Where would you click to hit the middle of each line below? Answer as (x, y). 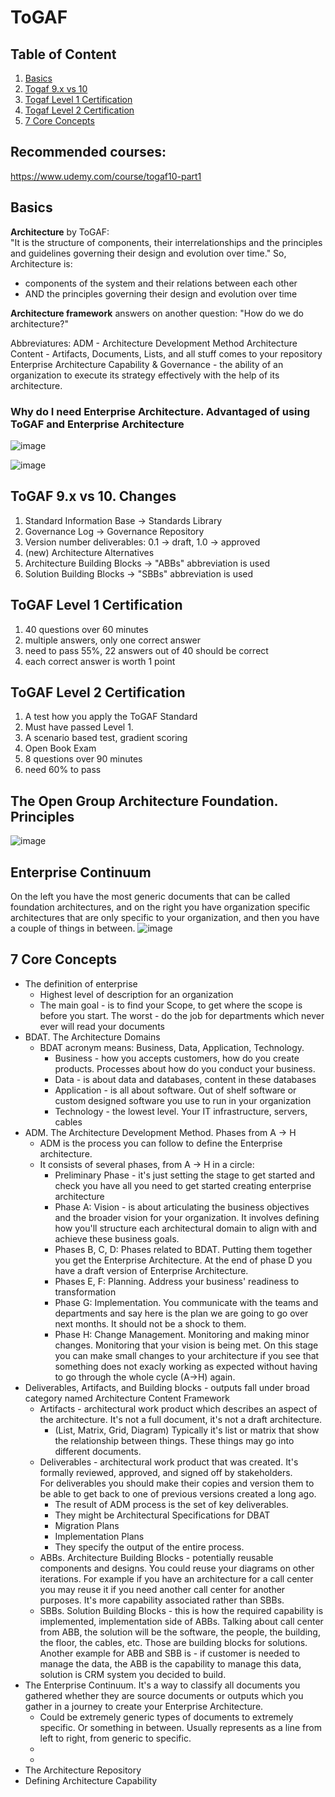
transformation (85, 1292)
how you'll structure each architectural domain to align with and (186, 1228)
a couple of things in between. (73, 928)
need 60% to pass (63, 770)
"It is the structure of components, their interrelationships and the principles (166, 242)
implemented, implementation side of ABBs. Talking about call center (181, 1621)
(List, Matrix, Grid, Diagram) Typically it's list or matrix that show (187, 1430)
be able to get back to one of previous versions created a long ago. (178, 1493)
